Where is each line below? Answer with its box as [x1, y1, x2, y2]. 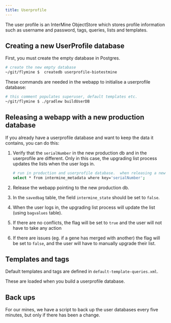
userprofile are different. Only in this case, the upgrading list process [12, 155, 157, 161]
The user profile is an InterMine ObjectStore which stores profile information [5, 21, 165, 28]
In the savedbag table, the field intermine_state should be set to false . [12, 194, 160, 200]
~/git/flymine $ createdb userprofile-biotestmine [5, 70, 117, 75]
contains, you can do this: [5, 140, 60, 146]
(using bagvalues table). [12, 209, 63, 216]
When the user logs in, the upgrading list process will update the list [12, 204, 155, 210]
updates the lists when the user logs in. [12, 160, 95, 167]
